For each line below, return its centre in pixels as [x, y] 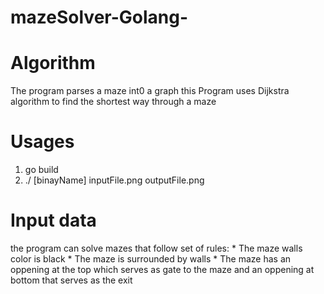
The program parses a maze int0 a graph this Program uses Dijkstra [150, 91]
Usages [42, 142]
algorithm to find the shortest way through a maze [113, 102]
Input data [53, 220]
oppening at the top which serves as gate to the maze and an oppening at [162, 269]
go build [41, 170]
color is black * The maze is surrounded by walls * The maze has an [151, 259]
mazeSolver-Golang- [99, 17]
